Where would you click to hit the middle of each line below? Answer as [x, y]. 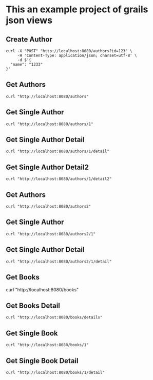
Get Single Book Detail [42, 361]
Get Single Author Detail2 [47, 167]
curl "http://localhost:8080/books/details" [54, 317]
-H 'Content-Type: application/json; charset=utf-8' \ [77, 55]
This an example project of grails [77, 9]
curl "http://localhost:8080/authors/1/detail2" [59, 179]
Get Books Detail [33, 305]
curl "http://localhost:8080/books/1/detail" [55, 372]
